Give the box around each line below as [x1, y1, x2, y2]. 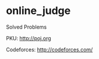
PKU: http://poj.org [6, 34, 51, 41]
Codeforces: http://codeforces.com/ [6, 46, 93, 53]
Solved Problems [6, 23, 47, 30]
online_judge [6, 4, 71, 18]
